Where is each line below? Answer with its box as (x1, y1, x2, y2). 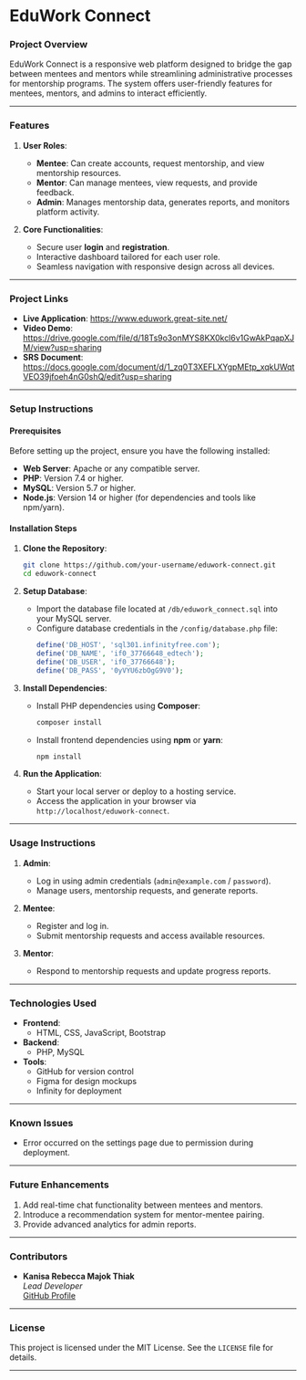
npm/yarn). (22, 502, 66, 513)
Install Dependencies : (22, 682, 107, 694)
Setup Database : (22, 586, 88, 597)
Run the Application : (22, 768, 102, 779)
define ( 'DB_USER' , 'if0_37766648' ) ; (36, 657, 176, 666)
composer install (36, 717, 103, 727)
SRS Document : (22, 352, 84, 363)
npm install (36, 752, 82, 761)
